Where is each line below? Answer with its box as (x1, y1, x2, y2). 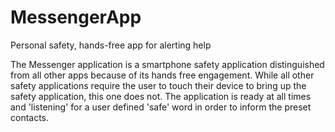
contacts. (10, 111, 50, 123)
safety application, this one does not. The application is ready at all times (10, 90, 312, 102)
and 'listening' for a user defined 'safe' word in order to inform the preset (10, 101, 312, 113)
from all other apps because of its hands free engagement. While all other (10, 69, 315, 81)
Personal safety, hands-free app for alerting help (10, 39, 212, 51)
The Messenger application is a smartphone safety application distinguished (10, 58, 325, 70)
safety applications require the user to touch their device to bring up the (10, 79, 307, 91)
